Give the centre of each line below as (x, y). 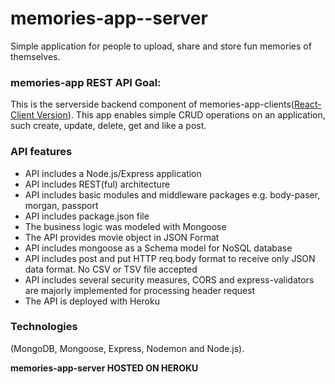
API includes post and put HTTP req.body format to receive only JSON (170, 258)
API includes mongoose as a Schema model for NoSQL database (158, 248)
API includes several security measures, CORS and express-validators (169, 279)
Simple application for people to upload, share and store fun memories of (161, 46)
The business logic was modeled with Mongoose (125, 226)
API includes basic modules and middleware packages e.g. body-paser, (172, 194)
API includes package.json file (87, 216)
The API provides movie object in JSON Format (122, 237)
